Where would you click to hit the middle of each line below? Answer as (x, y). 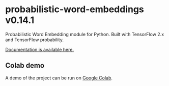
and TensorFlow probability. (34, 40)
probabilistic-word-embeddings (75, 9)
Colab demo (25, 65)
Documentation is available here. (39, 49)
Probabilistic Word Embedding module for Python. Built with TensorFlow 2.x (85, 34)
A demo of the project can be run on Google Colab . (59, 78)
